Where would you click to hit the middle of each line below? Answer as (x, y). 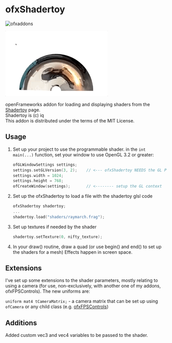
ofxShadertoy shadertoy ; (39, 206)
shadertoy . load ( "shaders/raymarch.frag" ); (59, 217)
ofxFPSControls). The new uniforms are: (48, 291)
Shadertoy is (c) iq (25, 115)
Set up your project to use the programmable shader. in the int (79, 149)
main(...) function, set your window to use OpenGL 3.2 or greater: (83, 154)
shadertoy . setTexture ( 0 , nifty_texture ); (58, 237)
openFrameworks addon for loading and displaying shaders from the (78, 104)
